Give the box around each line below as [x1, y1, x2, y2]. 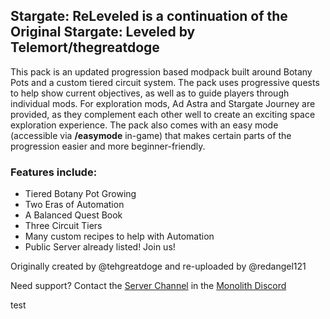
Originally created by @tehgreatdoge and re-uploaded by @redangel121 [10, 260, 307, 273]
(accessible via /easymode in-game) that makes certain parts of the [10, 129, 292, 141]
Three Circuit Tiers [24, 220, 103, 232]
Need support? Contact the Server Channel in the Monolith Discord [10, 280, 287, 292]
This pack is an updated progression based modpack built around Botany [10, 65, 313, 78]
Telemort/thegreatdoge [10, 39, 160, 56]
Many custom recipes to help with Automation [24, 230, 215, 243]
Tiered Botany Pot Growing [24, 188, 137, 200]
